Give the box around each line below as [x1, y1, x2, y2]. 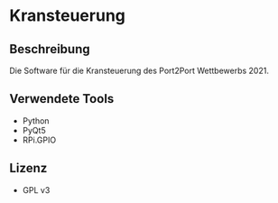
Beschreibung [9, 42, 90, 57]
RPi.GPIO [22, 134, 57, 145]
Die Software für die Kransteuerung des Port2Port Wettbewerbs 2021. [9, 65, 269, 76]
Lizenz [9, 161, 48, 176]
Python [22, 115, 50, 126]
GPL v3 [22, 184, 51, 195]
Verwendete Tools [9, 91, 115, 106]
